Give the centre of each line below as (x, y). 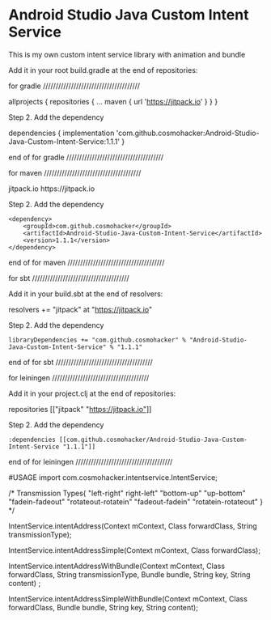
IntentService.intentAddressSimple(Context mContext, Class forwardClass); (135, 550)
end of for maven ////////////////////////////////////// (87, 262)
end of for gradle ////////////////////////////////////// (86, 157)
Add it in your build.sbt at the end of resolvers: (86, 294)
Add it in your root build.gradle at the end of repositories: (103, 70)
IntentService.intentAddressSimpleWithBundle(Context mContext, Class (128, 599)
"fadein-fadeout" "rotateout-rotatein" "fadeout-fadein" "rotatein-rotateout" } (136, 501)
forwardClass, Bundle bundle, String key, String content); (103, 607)
